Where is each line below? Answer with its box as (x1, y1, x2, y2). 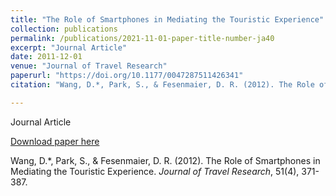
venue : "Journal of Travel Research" (10, 61, 168, 71)
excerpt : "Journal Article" (10, 42, 128, 53)
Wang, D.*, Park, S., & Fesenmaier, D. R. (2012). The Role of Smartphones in (10, 154, 321, 166)
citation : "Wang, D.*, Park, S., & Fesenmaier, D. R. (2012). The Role (10, 80, 315, 90)
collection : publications (10, 24, 118, 34)
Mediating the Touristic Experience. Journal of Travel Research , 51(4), (10, 165, 300, 177)
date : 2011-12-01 (10, 52, 83, 62)
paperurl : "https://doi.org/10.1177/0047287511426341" (10, 71, 244, 81)
